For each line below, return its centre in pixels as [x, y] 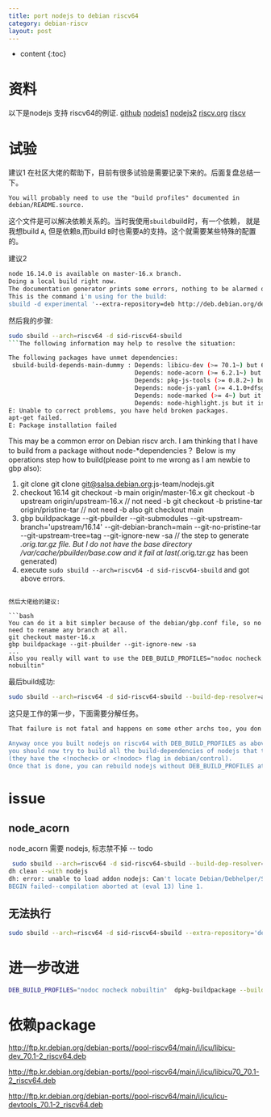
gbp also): [25, 468]
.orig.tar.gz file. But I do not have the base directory [106, 544]
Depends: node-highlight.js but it [194, 403]
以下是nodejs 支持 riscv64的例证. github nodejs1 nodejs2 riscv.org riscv [127, 113]
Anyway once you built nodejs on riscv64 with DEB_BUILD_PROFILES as [128, 743]
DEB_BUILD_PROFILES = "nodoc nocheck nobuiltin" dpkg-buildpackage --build [137, 990]
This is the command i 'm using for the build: [88, 296]
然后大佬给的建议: [34, 602]
